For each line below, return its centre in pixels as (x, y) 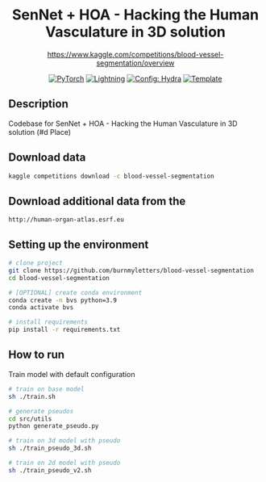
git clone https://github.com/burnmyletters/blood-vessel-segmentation (131, 270)
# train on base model (46, 389)
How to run (37, 355)
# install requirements (48, 322)
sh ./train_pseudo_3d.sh (50, 448)
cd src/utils (30, 419)
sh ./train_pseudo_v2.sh (50, 470)
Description (38, 104)
